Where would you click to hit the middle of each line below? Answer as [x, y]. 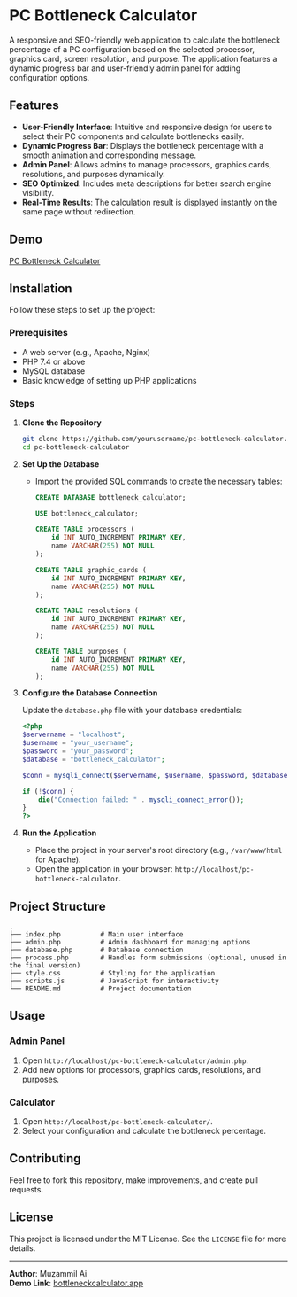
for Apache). [58, 859]
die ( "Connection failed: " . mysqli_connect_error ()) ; [141, 800]
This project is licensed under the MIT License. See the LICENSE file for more [148, 1239]
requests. [27, 1189]
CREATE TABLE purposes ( [81, 651]
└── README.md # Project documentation [100, 989]
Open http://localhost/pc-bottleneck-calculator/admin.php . [135, 1060]
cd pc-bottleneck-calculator [76, 447]
